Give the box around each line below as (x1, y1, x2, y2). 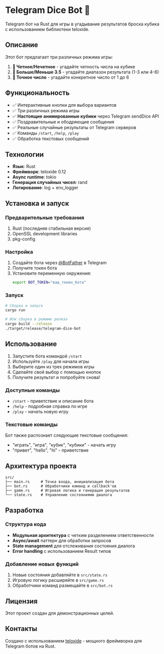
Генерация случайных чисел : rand (12, 179, 88, 185)
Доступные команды (5, 386, 60, 393)
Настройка (5, 248, 33, 255)
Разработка (5, 506, 44, 514)
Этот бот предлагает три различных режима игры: (5, 54, 113, 60)
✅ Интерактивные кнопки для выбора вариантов (12, 102, 117, 108)
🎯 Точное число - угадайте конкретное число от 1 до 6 (12, 74, 129, 80)
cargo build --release (5, 322, 52, 327)
